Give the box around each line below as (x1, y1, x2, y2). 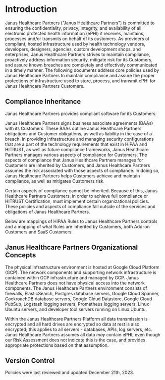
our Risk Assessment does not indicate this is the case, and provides (5, 337, 146, 343)
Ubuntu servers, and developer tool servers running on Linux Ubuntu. (5, 306, 147, 312)
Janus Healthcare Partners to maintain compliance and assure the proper (5, 72, 155, 78)
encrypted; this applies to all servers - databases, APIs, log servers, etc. (5, 326, 153, 332)
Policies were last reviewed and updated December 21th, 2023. (5, 370, 134, 376)
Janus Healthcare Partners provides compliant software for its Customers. (5, 110, 157, 116)
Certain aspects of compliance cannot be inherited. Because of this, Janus (5, 187, 158, 194)
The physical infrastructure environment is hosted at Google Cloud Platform (5, 264, 160, 270)
